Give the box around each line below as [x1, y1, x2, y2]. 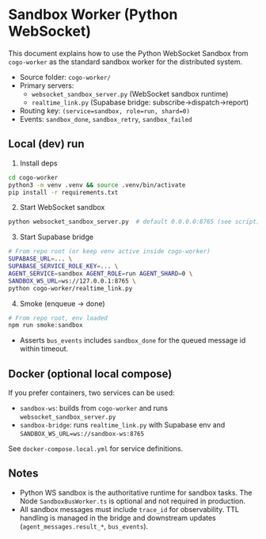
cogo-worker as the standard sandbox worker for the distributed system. [8, 57, 243, 66]
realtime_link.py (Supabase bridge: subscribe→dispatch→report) [31, 97, 249, 107]
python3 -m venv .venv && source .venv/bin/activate [8, 180, 186, 189]
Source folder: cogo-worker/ [19, 72, 112, 82]
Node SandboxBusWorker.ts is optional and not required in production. [19, 496, 246, 506]
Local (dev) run [8, 137, 85, 151]
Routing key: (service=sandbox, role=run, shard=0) [19, 105, 190, 116]
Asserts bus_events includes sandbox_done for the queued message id [19, 336, 246, 345]
